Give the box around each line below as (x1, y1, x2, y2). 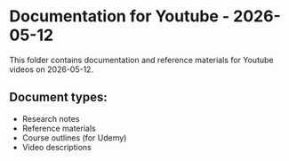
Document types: (9, 90, 108, 105)
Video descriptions (21, 141, 92, 152)
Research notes (21, 113, 80, 124)
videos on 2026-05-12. (9, 64, 94, 75)
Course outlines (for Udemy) (21, 132, 127, 143)
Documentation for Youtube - (9, 6, 230, 27)
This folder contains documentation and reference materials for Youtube (9, 54, 274, 65)
